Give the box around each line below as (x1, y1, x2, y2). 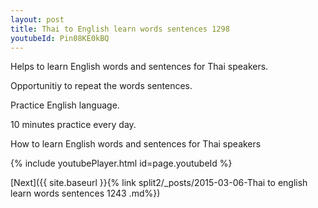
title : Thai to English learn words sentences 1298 (10, 24, 230, 34)
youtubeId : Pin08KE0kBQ (10, 33, 110, 43)
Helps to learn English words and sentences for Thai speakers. (10, 61, 269, 73)
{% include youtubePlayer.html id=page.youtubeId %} (10, 157, 233, 170)
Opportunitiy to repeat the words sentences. (10, 80, 193, 92)
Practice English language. (10, 99, 120, 111)
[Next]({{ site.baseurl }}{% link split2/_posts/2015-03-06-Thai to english (10, 177, 308, 189)
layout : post (10, 14, 65, 25)
